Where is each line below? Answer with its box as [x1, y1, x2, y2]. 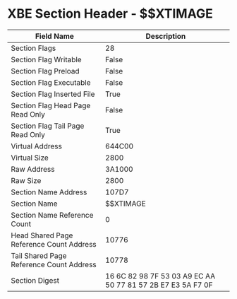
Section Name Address [11, 187, 87, 197]
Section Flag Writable [11, 54, 83, 64]
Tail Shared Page [11, 250, 67, 260]
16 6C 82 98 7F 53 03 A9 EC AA [105, 271, 216, 281]
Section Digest [11, 275, 60, 285]
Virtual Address [11, 141, 62, 151]
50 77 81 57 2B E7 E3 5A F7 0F [105, 280, 213, 290]
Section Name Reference [11, 210, 94, 220]
